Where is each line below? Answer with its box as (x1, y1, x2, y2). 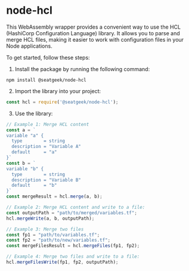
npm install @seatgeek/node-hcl (6, 77, 86, 83)
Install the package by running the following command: (14, 65, 150, 72)
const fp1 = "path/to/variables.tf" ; (6, 232, 100, 238)
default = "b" (11, 183, 58, 189)
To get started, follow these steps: (6, 54, 91, 61)
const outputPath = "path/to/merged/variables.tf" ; (6, 210, 137, 215)
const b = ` (6, 160, 36, 166)
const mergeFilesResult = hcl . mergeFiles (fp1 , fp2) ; (6, 243, 140, 249)
